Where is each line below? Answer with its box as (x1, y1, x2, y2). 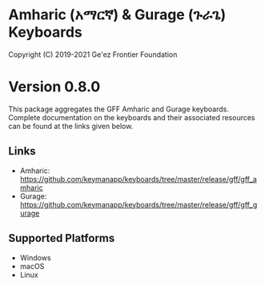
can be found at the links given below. (8, 121, 134, 131)
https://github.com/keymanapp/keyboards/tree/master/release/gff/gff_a (19, 174, 258, 183)
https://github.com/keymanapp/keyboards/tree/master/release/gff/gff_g (19, 199, 258, 209)
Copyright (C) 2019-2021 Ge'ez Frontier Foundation (8, 50, 178, 59)
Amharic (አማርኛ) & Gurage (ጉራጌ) (8, 6, 227, 24)
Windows (19, 252, 51, 262)
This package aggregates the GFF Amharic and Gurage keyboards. (8, 104, 230, 114)
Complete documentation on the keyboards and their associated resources (8, 112, 255, 122)
